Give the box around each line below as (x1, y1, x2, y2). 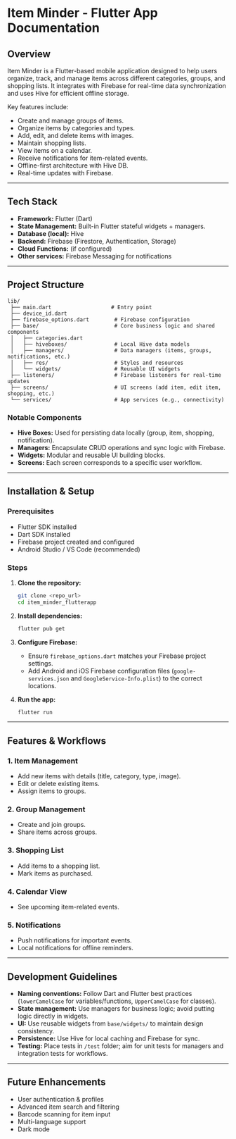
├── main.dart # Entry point (10, 304, 152, 311)
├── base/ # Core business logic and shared (10, 322, 216, 329)
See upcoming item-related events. (17, 902, 119, 911)
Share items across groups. (17, 828, 97, 836)
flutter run (17, 709, 53, 716)
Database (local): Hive (17, 229, 84, 237)
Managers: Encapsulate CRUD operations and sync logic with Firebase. (17, 443, 226, 452)
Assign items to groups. (17, 787, 86, 795)
